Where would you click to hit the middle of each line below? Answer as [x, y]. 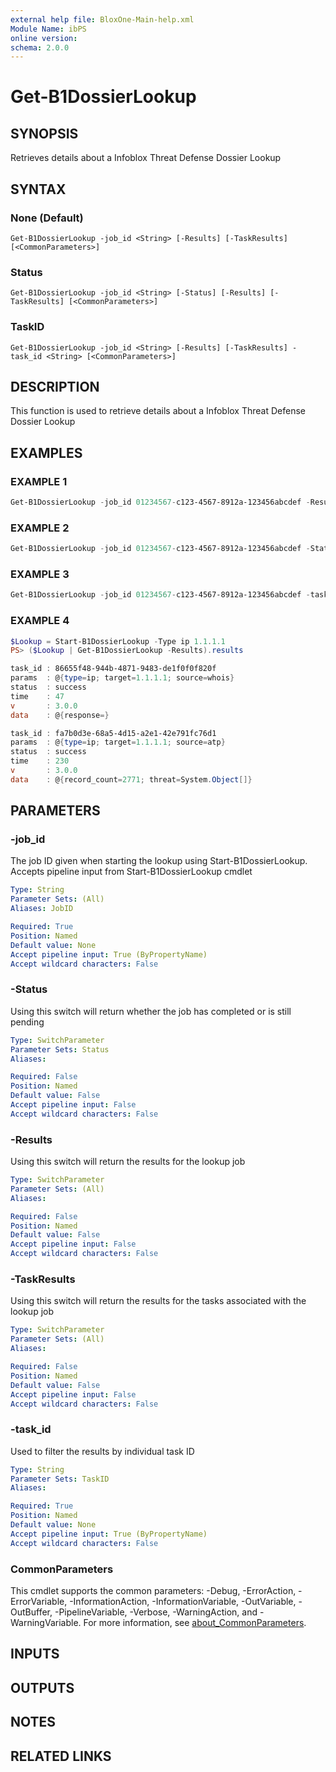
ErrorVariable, [39, 1601]
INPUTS [35, 1654]
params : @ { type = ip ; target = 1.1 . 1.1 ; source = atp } [118, 742]
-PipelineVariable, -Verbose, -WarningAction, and [156, 1612]
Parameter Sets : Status [60, 1049]
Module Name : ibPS [48, 29]
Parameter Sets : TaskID [60, 1479]
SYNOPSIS [44, 133]
